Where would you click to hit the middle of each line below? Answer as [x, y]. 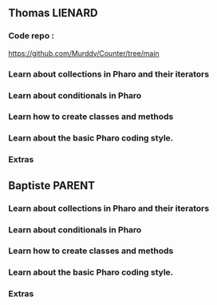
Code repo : [31, 36]
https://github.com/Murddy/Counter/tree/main [84, 53]
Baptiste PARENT [52, 186]
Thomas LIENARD [53, 13]
